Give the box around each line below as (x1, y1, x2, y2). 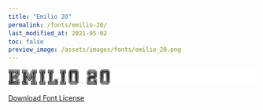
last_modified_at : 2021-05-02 (8, 29, 108, 37)
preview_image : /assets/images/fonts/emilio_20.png (8, 46, 181, 54)
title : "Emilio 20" (8, 13, 72, 20)
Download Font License (8, 93, 85, 102)
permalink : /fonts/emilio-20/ (8, 20, 108, 29)
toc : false (8, 38, 44, 46)
